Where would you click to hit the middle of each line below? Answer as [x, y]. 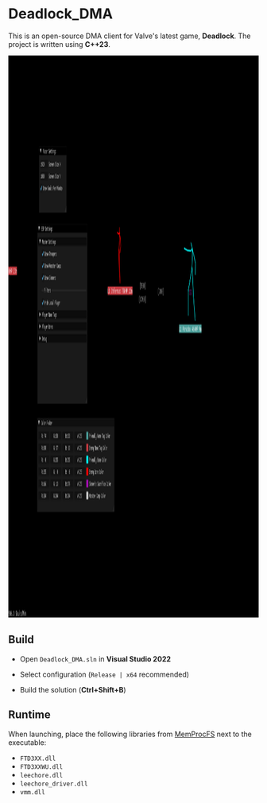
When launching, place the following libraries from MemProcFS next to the [130, 734]
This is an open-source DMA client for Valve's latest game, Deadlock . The [130, 36]
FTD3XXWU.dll [41, 767]
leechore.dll [41, 775]
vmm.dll [32, 792]
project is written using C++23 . [60, 44]
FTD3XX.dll [38, 758]
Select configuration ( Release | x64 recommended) [104, 674]
